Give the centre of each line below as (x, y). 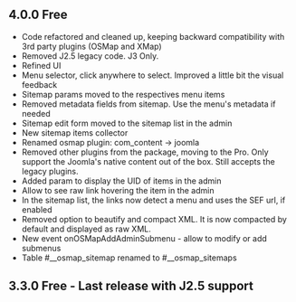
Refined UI (41, 65)
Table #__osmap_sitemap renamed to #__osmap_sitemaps (129, 258)
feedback (39, 84)
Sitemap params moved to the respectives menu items (123, 94)
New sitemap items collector (75, 132)
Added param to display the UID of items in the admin (121, 181)
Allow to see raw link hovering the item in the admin (118, 190)
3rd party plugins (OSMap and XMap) (91, 46)
